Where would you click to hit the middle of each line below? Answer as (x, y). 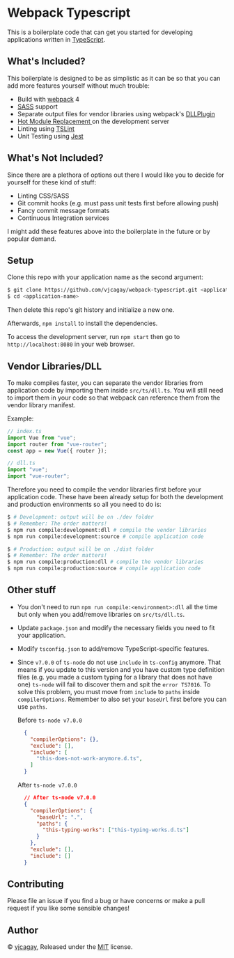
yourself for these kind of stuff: (52, 182)
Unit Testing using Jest (50, 136)
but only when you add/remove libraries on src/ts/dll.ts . (101, 614)
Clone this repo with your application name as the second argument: (105, 277)
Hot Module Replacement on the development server (93, 121)
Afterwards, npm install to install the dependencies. (83, 323)
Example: (21, 418)
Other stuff (32, 590)
